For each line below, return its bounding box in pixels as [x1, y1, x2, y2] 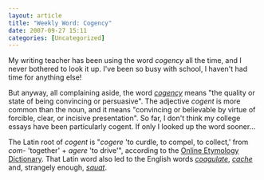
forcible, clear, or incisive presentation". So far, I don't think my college [8, 113, 241, 123]
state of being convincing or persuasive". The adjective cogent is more [8, 96, 241, 106]
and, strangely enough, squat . [8, 162, 108, 172]
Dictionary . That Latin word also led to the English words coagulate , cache [8, 155, 253, 164]
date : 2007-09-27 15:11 [8, 26, 88, 34]
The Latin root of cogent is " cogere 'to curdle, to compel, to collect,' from [8, 137, 249, 147]
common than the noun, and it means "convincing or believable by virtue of [8, 105, 256, 115]
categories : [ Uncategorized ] [8, 33, 105, 42]
